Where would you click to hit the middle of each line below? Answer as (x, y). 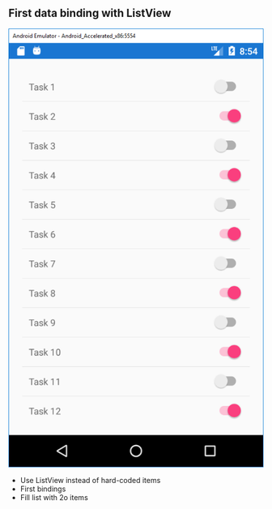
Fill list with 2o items (54, 498)
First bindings (43, 489)
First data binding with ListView (90, 13)
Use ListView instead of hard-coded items (90, 481)
